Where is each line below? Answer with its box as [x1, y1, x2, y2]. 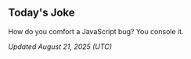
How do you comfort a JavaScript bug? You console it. [8, 26, 184, 36]
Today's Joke [8, 6, 76, 19]
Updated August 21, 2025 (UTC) [8, 42, 112, 51]
